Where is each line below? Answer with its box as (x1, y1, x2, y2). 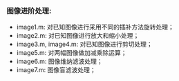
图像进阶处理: (6, 5, 52, 15)
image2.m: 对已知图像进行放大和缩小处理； (16, 32, 140, 40)
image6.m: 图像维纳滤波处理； (16, 57, 103, 66)
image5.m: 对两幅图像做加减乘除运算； (16, 49, 127, 57)
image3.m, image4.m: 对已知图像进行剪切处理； (16, 40, 153, 49)
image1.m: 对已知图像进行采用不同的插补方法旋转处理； (16, 23, 174, 32)
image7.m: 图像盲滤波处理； (16, 66, 96, 74)
